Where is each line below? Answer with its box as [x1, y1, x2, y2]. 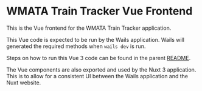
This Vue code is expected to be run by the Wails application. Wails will [6, 36, 184, 43]
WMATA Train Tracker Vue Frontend [6, 4, 193, 18]
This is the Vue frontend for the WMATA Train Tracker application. [6, 24, 172, 32]
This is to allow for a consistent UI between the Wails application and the [6, 72, 189, 79]
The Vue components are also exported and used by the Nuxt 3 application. [6, 66, 197, 73]
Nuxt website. [6, 79, 41, 86]
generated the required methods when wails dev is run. [6, 42, 146, 50]
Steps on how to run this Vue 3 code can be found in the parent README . [6, 54, 191, 61]
